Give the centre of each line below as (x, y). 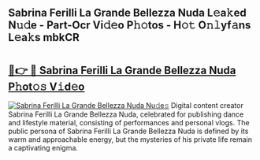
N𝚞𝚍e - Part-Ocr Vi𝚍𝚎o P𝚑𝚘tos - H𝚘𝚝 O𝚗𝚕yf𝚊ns (130, 26)
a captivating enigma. (43, 148)
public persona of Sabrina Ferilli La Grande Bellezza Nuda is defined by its (128, 131)
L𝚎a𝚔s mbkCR (44, 37)
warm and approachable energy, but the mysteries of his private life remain (130, 140)
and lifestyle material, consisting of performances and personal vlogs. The (129, 123)
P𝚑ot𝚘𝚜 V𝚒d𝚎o (46, 86)
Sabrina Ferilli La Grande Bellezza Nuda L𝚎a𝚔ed (127, 13)
